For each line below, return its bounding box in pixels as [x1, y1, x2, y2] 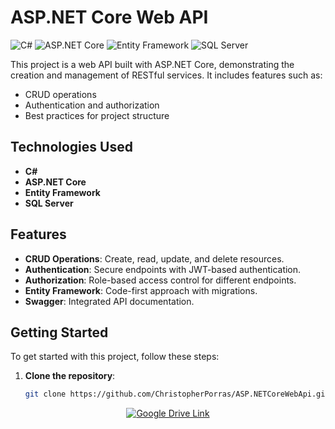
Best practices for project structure [24, 109, 170, 121]
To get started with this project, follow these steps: [10, 351, 220, 363]
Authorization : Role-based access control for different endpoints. [24, 274, 297, 286]
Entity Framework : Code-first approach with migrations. [24, 284, 258, 296]
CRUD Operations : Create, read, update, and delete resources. [24, 252, 285, 265]
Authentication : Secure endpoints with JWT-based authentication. [24, 263, 302, 275]
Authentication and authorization [24, 99, 160, 111]
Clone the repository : [24, 370, 116, 382]
